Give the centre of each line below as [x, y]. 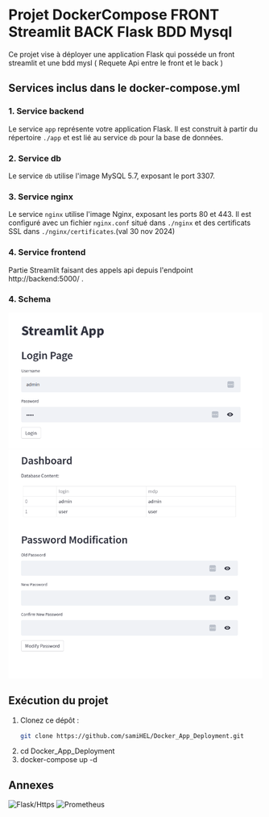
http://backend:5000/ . [46, 278]
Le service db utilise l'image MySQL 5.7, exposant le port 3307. [112, 176]
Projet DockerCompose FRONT [114, 15]
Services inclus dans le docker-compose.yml [124, 88]
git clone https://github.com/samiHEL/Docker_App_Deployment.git [132, 736]
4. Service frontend [47, 252]
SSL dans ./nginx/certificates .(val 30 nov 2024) [92, 231]
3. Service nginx [41, 197]
